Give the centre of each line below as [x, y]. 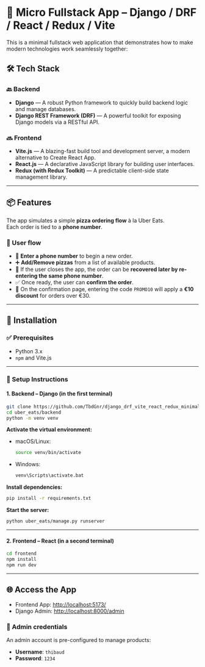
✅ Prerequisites [30, 338]
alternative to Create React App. [56, 157]
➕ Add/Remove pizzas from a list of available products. [85, 262]
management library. [41, 177]
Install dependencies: [34, 487]
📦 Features [29, 203]
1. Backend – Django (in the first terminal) [59, 394]
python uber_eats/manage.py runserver [56, 521]
